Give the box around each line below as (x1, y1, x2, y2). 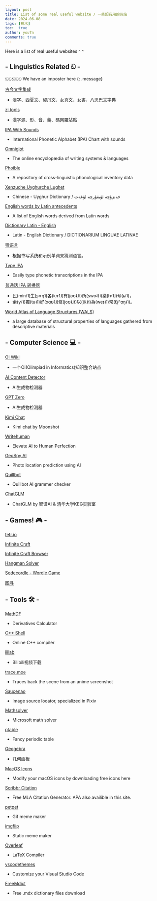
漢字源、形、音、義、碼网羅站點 (12, 117, 77, 122)
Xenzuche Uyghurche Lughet (5, 184, 65, 190)
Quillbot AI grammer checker (12, 481, 71, 487)
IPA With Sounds (5, 126, 39, 132)
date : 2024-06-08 (5, 16, 41, 21)
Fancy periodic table (12, 736, 54, 742)
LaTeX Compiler (12, 852, 45, 858)
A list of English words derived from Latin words (12, 213, 110, 219)
